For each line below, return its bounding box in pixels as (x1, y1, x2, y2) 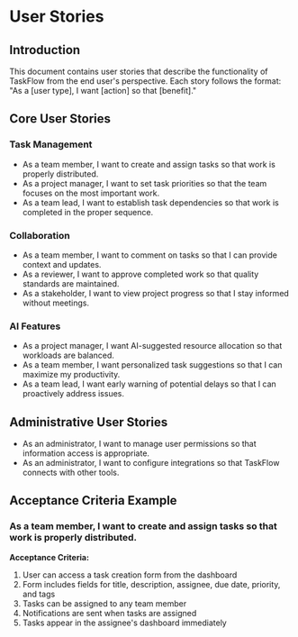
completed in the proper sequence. (22, 206, 154, 217)
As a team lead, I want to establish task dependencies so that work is (22, 196, 279, 208)
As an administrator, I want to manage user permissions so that (22, 439, 257, 450)
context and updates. (22, 259, 102, 269)
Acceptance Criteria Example (9, 493, 177, 508)
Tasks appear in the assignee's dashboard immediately (22, 617, 227, 628)
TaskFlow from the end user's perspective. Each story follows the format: (9, 76, 282, 86)
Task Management (9, 138, 93, 150)
